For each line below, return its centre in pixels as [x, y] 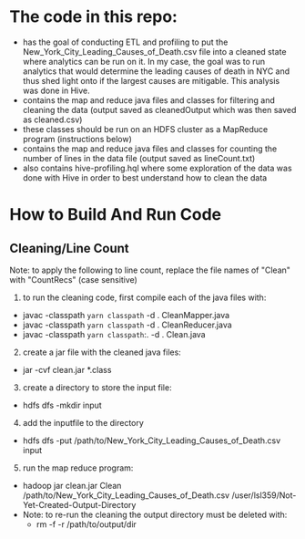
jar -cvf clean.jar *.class [67, 369]
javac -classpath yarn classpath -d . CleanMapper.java [126, 315]
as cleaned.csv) [52, 119]
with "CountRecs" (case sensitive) [74, 279]
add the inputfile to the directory [83, 422]
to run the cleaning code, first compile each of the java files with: [144, 297]
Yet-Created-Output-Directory [79, 504]
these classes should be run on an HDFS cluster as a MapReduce [145, 129]
